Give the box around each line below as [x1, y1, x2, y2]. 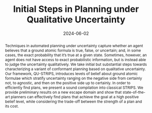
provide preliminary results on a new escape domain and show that [4, 89, 122, 95]
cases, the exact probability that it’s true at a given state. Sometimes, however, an [4, 52, 147, 57]
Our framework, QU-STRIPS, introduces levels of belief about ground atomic [4, 71, 138, 76]
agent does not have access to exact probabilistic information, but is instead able [4, 57, 147, 62]
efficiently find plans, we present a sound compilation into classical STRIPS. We [4, 85, 144, 90]
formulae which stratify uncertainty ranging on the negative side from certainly [4, 75, 143, 81]
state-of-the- [122, 89, 146, 95]
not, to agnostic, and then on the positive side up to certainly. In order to [4, 80, 131, 85]
